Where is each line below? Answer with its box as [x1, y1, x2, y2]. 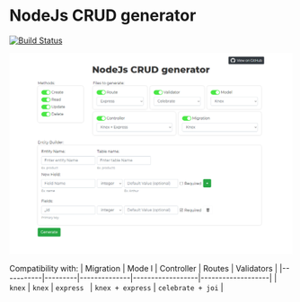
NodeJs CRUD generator [9, 5, 197, 26]
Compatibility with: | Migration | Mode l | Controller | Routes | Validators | [9, 263, 278, 273]
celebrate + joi [157, 283, 219, 292]
